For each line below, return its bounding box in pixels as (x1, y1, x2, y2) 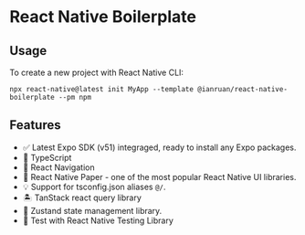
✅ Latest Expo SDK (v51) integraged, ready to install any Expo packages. (22, 142, 297, 153)
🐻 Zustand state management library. (22, 205, 163, 216)
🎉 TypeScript (22, 152, 72, 163)
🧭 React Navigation (22, 162, 95, 173)
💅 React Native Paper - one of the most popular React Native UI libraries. (22, 171, 297, 182)
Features (9, 117, 61, 134)
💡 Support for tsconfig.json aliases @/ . (22, 181, 166, 192)
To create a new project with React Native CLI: (9, 67, 184, 78)
